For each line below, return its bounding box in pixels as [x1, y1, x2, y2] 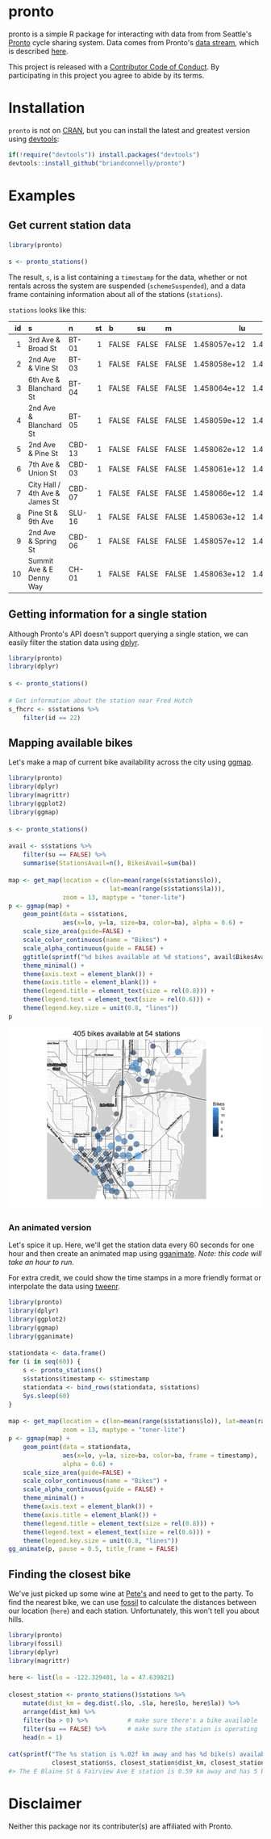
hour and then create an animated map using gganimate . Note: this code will [8, 1249, 262, 1259]
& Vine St [27, 363, 59, 373]
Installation [8, 99, 85, 117]
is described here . [8, 46, 69, 56]
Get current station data [8, 219, 131, 232]
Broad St [27, 344, 57, 353]
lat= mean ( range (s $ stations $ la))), [109, 885, 226, 893]
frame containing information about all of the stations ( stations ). [8, 290, 223, 300]
